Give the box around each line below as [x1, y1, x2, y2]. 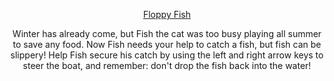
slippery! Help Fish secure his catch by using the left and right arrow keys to [10, 49, 324, 61]
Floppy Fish [142, 9, 192, 20]
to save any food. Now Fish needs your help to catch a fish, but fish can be [12, 39, 322, 50]
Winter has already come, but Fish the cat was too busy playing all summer [12, 28, 322, 39]
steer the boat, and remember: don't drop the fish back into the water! [22, 60, 312, 71]
